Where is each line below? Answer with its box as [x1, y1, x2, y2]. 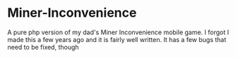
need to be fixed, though [7, 43, 79, 51]
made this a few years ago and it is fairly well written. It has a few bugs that [7, 35, 227, 43]
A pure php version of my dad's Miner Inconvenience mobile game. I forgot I [7, 28, 230, 36]
